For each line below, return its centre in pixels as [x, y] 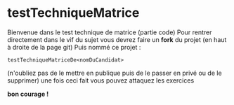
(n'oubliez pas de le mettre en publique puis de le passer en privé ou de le [115, 73]
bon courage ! [28, 94]
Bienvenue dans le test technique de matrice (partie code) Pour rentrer [110, 32]
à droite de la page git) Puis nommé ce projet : [74, 47]
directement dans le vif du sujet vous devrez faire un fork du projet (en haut [117, 39]
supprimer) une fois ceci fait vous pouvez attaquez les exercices [101, 80]
